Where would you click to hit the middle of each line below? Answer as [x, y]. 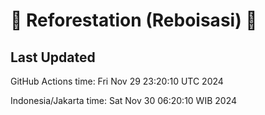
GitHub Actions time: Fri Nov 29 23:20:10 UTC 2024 [117, 81]
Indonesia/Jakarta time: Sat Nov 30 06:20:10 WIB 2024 [123, 100]
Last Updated [53, 57]
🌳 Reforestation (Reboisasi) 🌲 [134, 20]
